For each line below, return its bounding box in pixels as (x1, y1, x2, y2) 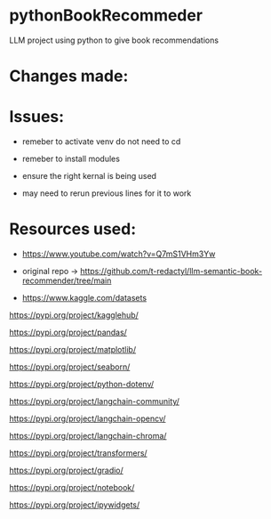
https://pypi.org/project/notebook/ (9, 483, 135, 492)
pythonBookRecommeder (9, 5, 203, 26)
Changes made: (9, 66, 129, 86)
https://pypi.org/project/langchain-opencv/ (9, 413, 166, 424)
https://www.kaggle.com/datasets (21, 293, 147, 303)
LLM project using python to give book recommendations (9, 35, 219, 45)
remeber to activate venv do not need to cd (21, 136, 181, 147)
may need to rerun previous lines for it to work (21, 188, 192, 199)
